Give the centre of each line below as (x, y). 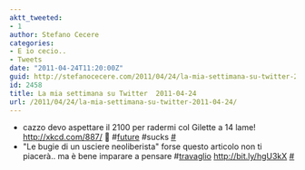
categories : (32, 43)
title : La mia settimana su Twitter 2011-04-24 (103, 93)
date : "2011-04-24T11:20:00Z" (67, 69)
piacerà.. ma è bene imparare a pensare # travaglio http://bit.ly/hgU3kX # (158, 156)
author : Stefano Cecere (54, 34)
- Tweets (26, 60)
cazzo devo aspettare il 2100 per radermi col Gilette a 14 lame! (139, 127)
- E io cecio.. (38, 52)
